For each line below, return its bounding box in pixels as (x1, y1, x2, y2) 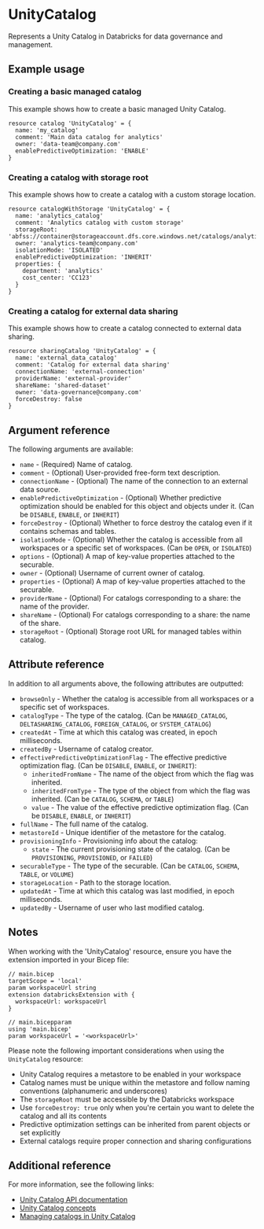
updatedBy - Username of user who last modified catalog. (19, 903, 205, 912)
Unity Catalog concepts (19, 1203, 97, 1212)
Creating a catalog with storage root (8, 171, 149, 182)
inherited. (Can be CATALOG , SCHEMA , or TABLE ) (31, 794, 174, 804)
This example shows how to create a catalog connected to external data (8, 324, 242, 333)
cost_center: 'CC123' (22, 274, 93, 281)
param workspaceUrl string (8, 984, 97, 992)
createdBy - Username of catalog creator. (19, 744, 154, 753)
